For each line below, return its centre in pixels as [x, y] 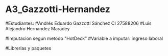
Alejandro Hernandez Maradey [38, 28]
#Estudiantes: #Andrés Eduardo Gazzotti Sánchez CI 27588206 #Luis [78, 23]
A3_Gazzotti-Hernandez [58, 9]
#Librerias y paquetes [28, 48]
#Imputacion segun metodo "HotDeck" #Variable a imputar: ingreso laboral [84, 38]
